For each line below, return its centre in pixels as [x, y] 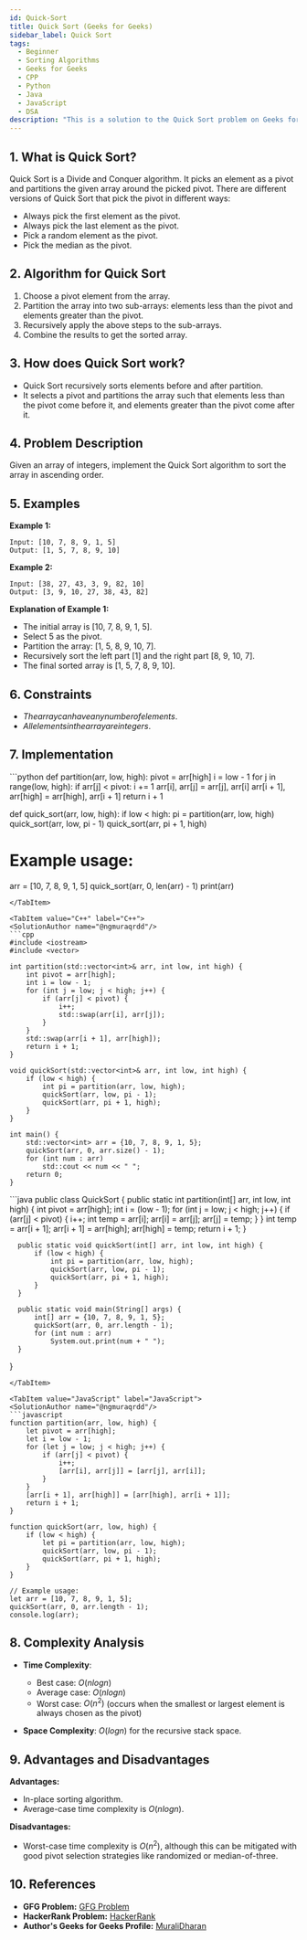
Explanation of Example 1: [59, 610]
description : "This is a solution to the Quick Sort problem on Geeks [147, 120]
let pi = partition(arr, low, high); [114, 1542]
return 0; [45, 1174]
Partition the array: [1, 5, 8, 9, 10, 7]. [90, 646]
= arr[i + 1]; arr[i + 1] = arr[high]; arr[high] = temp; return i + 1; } [128, 1228]
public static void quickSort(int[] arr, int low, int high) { [140, 1245]
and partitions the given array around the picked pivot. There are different [148, 188]
